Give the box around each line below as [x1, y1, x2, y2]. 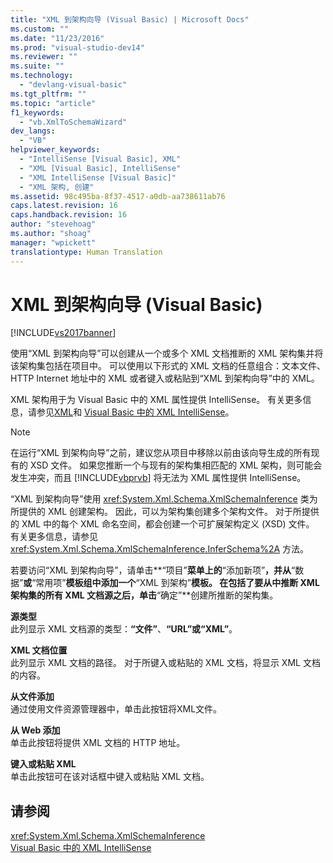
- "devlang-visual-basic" [19, 80, 128, 90]
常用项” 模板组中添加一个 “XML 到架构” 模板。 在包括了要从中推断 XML [35, 577, 320, 589]
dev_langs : [10, 126, 56, 136]
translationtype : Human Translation [10, 247, 163, 257]
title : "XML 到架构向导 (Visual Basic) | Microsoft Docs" [10, 14, 250, 25]
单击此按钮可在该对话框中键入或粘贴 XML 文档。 [10, 771, 210, 783]
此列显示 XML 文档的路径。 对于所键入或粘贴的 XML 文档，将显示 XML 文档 [10, 657, 321, 669]
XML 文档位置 [10, 644, 68, 656]
